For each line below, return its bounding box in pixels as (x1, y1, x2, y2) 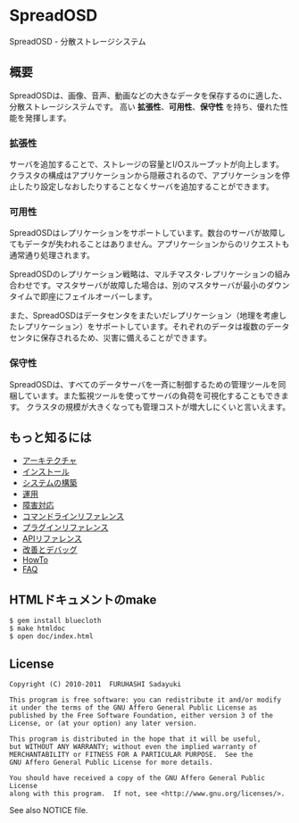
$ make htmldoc (9, 624, 66, 634)
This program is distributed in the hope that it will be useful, (9, 735, 262, 744)
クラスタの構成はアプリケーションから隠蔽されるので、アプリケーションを (9, 170, 283, 181)
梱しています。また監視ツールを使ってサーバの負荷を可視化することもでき (9, 390, 281, 401)
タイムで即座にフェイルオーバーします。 (9, 291, 158, 302)
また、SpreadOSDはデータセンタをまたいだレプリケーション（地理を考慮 (9, 310, 279, 321)
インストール (21, 466, 70, 478)
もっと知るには (9, 430, 92, 445)
